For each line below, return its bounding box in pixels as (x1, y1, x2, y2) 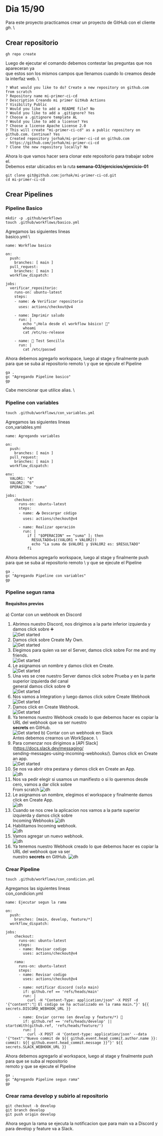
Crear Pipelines (5, 191, 53, 199)
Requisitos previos (5, 601, 44, 607)
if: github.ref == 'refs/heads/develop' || (23, 1019, 112, 1024)
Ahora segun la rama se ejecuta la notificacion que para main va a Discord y (5, 1120, 158, 1126)
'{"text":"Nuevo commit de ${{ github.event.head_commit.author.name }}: (5, 1036, 158, 1041)
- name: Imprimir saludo (14, 313, 65, 318)
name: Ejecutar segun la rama (5, 900, 67, 905)
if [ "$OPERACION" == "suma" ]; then (27, 533, 104, 538)
